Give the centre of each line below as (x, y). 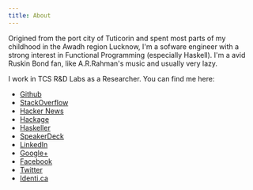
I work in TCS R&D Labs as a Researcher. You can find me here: (111, 78)
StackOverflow (44, 102)
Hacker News (42, 111)
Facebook (36, 161)
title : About (30, 15)
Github (30, 94)
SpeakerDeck (42, 136)
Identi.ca (34, 178)
